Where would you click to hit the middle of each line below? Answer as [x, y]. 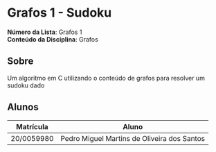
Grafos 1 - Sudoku [60, 13]
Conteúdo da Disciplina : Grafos [53, 39]
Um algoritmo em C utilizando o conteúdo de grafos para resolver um [106, 78]
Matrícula [32, 126]
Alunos [23, 107]
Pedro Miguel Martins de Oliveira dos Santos [133, 138]
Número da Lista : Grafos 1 [45, 32]
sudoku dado [26, 85]
